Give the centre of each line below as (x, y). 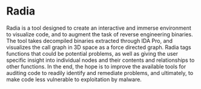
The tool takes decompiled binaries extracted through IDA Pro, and (90, 41)
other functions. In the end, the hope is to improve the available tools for (96, 66)
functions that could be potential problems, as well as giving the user (92, 53)
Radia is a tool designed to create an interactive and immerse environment (99, 28)
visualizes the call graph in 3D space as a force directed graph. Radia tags (99, 47)
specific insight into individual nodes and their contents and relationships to (100, 60)
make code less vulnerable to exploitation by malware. (74, 79)
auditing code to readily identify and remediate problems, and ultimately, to (100, 73)
